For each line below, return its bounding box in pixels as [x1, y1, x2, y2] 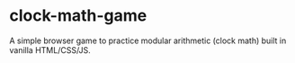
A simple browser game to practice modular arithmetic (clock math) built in [9, 35, 287, 46]
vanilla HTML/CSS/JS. [9, 44, 92, 55]
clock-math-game [9, 5, 147, 26]
